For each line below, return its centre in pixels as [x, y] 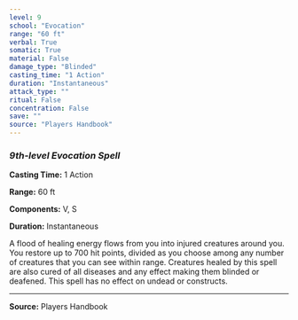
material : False [39, 59]
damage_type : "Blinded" [53, 67]
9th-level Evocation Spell [65, 155]
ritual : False [35, 100]
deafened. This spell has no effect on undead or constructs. [118, 281]
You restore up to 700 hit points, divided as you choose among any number [147, 253]
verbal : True [33, 42]
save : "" [25, 116]
